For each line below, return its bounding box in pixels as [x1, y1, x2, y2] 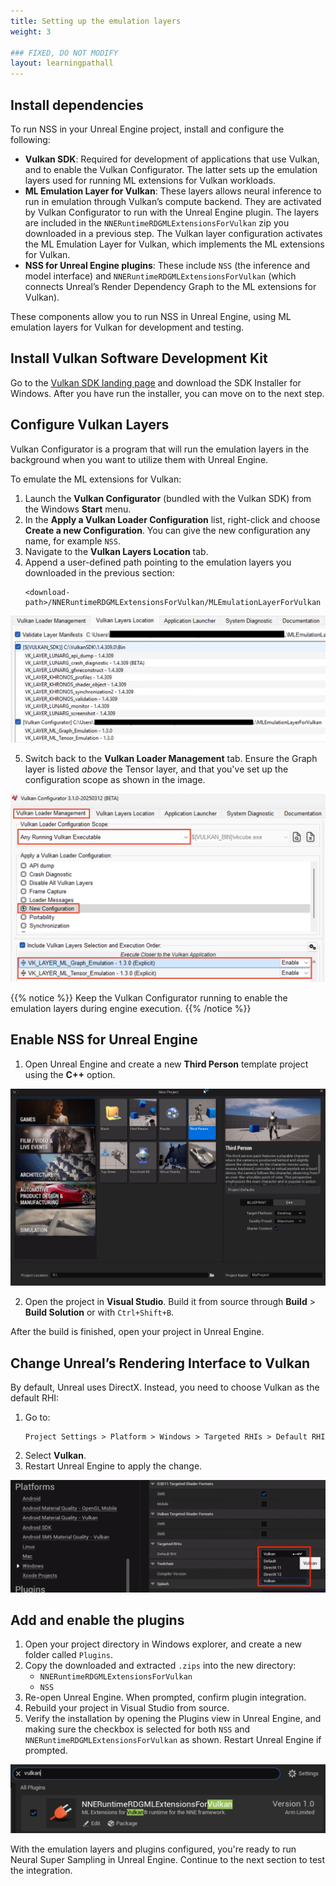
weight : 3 [10, 26, 52, 37]
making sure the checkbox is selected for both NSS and [24, 1723, 251, 1735]
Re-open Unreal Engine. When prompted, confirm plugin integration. [24, 1691, 307, 1704]
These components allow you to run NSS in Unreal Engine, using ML [10, 310, 292, 322]
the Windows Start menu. [24, 503, 132, 515]
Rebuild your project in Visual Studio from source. [24, 1702, 230, 1714]
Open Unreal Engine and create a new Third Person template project [24, 1058, 309, 1070]
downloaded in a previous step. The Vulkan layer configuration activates [24, 227, 323, 239]
